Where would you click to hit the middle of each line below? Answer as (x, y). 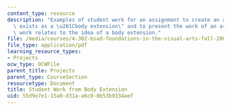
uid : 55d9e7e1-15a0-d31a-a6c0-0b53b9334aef (70, 96)
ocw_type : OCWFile (33, 64)
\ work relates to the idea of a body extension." (87, 32)
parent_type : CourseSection (47, 77)
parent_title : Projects (41, 70)
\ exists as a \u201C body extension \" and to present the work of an (115, 26)
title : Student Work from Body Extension (67, 90)
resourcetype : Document (41, 83)
